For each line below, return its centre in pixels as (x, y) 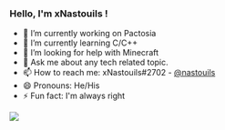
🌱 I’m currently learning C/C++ (80, 43)
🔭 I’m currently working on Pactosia (89, 34)
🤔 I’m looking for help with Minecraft (91, 53)
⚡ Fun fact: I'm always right (74, 96)
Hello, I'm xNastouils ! (59, 14)
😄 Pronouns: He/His (61, 85)
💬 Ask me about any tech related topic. (95, 63)
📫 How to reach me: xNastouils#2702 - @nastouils (119, 73)
